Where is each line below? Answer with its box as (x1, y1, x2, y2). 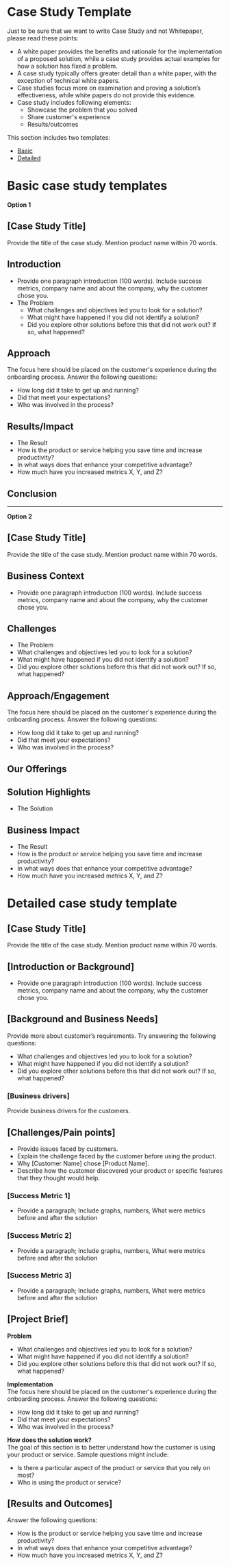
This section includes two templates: (7, 133, 111, 141)
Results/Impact (7, 421, 74, 432)
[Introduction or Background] (7, 960, 135, 973)
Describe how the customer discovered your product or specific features (16, 1166, 223, 1175)
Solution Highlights (7, 786, 91, 798)
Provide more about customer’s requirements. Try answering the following (7, 1032, 216, 1040)
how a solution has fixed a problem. (16, 62, 118, 70)
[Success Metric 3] (7, 1271, 72, 1280)
